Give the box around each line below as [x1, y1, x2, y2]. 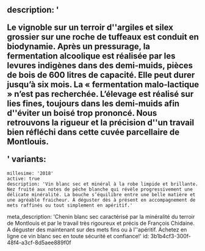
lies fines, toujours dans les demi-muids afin [7, 99, 179, 109]
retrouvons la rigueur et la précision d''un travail [7, 118, 195, 128]
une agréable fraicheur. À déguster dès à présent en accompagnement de [7, 197, 196, 203]
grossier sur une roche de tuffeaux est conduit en [7, 32, 199, 42]
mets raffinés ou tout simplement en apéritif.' [7, 202, 133, 208]
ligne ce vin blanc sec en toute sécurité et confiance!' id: [7, 232, 149, 239]
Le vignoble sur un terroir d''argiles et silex [7, 23, 173, 33]
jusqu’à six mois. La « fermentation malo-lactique [7, 79, 200, 90]
